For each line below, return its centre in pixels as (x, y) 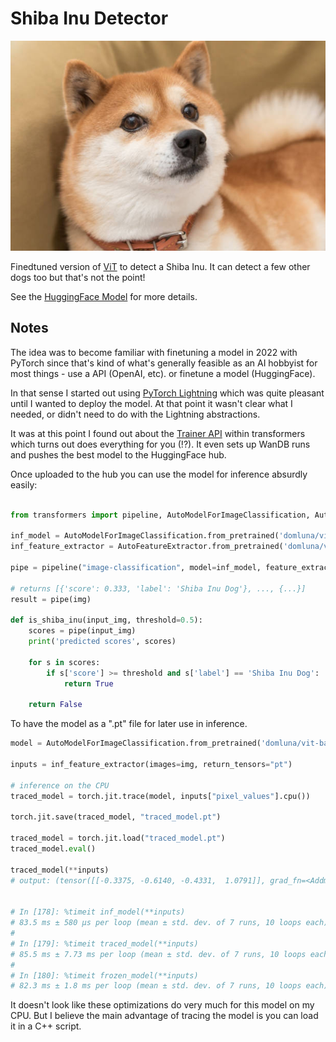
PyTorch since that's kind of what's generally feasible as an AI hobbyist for (164, 363)
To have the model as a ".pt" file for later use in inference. (129, 724)
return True (88, 683)
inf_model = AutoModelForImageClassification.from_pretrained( (145, 536)
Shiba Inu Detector (89, 18)
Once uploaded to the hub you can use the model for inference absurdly (159, 474)
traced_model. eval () (53, 849)
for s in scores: (64, 662)
